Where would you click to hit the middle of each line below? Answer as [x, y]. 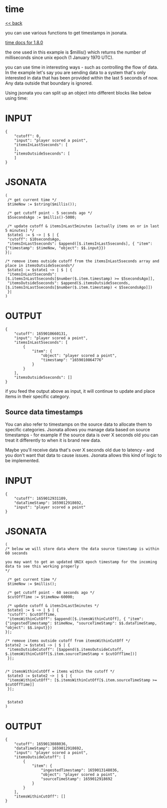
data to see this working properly [42, 566]
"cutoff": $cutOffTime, [32, 615]
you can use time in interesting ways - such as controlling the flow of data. [82, 67]
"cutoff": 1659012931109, [41, 498]
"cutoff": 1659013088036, [41, 744]
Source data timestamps [44, 412]
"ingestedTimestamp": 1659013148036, [80, 770]
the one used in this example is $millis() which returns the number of [76, 52]
